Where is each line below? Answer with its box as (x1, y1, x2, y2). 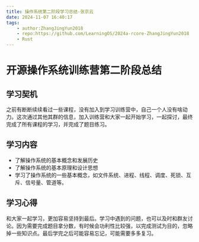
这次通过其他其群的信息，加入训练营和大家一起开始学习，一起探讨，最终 (16, 113, 193, 120)
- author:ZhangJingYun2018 (17, 25, 84, 31)
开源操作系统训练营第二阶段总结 (6, 63, 162, 77)
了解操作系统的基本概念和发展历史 (14, 157, 98, 164)
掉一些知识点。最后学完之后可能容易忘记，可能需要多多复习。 (6, 230, 157, 237)
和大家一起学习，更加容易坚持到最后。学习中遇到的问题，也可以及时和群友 (6, 215, 188, 222)
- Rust (17, 36, 33, 42)
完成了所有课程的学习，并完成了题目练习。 (6, 121, 110, 128)
